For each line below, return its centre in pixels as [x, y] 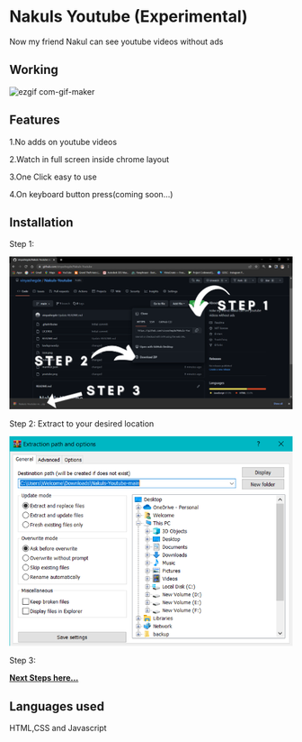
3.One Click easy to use [53, 177]
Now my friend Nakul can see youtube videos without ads [116, 41]
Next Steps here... [44, 678]
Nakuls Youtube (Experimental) [129, 17]
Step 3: [22, 661]
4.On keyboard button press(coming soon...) [91, 194]
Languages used [57, 706]
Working [34, 70]
